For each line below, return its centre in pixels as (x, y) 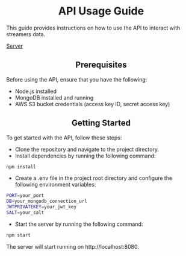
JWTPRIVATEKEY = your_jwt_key (42, 207)
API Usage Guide (101, 11)
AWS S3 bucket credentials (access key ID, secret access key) (92, 104)
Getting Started (101, 123)
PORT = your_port (25, 196)
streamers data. (26, 34)
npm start (19, 235)
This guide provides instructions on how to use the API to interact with (93, 28)
